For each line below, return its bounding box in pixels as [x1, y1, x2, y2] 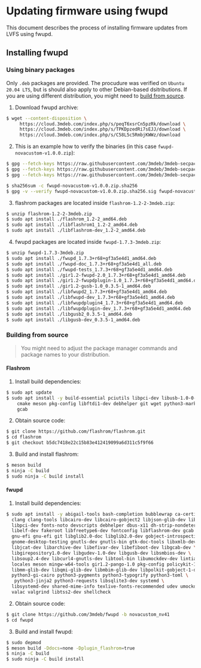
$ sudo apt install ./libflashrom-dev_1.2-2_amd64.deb [6, 228, 146, 234]
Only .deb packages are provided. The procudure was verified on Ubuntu [6, 79, 184, 86]
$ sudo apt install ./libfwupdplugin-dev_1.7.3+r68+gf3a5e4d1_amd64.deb [6, 306, 191, 312]
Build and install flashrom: [14, 451, 79, 458]
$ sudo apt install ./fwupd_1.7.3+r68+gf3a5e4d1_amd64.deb [6, 255, 157, 261]
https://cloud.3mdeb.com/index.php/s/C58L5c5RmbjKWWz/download [19, 132, 181, 138]
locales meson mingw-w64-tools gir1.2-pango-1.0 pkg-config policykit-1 [11, 561, 197, 567]
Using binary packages [6, 66, 75, 74]
